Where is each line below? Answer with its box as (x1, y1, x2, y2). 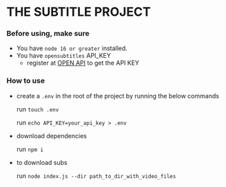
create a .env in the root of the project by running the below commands (16, 91, 220, 100)
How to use (6, 76, 45, 86)
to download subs (16, 158, 68, 166)
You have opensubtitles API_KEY (16, 52, 112, 60)
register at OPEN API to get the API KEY (26, 59, 139, 67)
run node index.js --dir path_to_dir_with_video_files (16, 171, 176, 179)
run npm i (16, 145, 44, 153)
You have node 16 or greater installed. (16, 44, 128, 52)
